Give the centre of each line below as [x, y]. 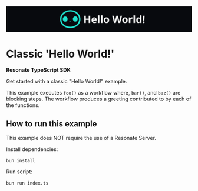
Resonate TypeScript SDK [38, 70]
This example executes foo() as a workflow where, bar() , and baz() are [93, 93]
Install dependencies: [32, 149]
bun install [21, 161]
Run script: [19, 172]
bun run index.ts [27, 183]
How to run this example [52, 124]
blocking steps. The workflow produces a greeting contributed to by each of [99, 99]
